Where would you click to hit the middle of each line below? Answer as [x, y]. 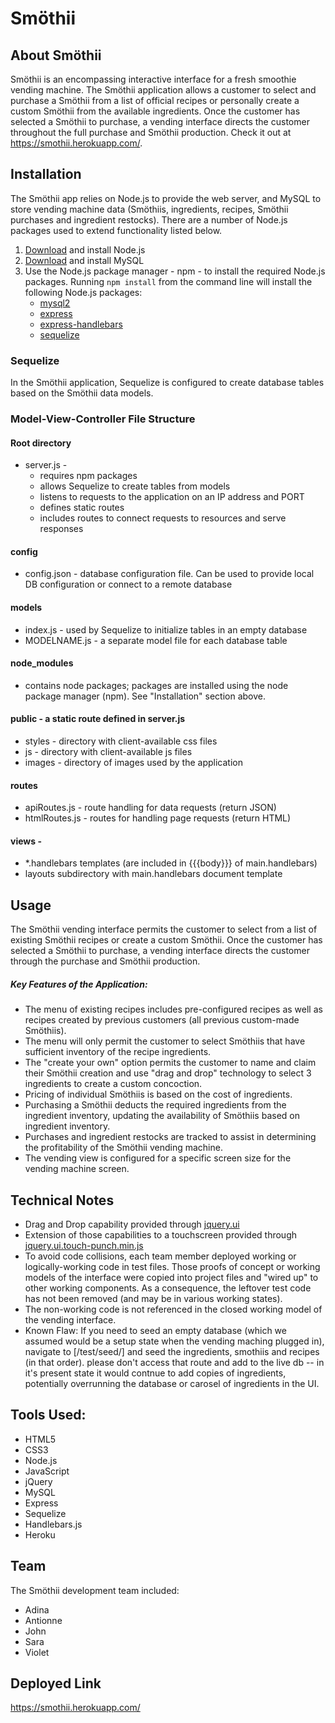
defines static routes [82, 508]
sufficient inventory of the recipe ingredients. [118, 1052]
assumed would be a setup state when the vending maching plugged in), [174, 1341]
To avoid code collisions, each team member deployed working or [160, 1256]
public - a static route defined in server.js [98, 719]
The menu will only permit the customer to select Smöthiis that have [165, 1041]
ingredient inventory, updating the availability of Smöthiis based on [162, 1116]
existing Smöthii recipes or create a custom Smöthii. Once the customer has [166, 940]
